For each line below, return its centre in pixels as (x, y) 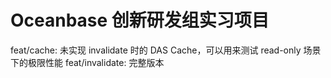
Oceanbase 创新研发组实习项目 (140, 20)
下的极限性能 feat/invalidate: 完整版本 (87, 62)
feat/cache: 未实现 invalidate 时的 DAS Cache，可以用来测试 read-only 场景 (166, 50)
